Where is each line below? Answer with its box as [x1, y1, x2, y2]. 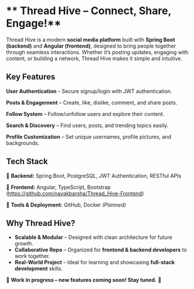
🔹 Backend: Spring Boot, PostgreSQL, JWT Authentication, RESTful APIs [6, 172, 182, 179]
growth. [14, 240, 33, 247]
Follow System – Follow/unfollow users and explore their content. [6, 110, 165, 117]
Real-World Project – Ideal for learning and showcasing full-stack [14, 259, 175, 266]
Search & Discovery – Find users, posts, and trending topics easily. [6, 122, 169, 129]
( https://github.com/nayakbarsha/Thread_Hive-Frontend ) [6, 190, 144, 197]
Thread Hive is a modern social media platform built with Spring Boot [6, 36, 175, 43]
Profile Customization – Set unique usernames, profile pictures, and [6, 133, 172, 140]
